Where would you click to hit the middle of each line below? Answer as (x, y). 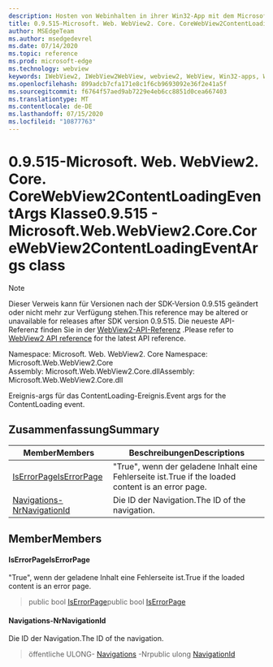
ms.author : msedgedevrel (50, 39)
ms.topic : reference (43, 54)
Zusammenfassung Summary (84, 430)
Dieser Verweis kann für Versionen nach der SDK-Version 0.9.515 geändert (133, 303)
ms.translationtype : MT (49, 99)
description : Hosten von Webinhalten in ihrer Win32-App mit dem (121, 16)
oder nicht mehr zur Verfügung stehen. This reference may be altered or (128, 312)
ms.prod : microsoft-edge (50, 62)
